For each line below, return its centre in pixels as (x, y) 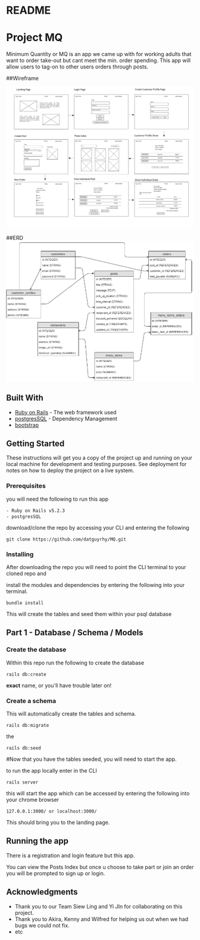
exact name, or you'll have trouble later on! (59, 685)
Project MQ (35, 38)
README (29, 10)
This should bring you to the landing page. (58, 822)
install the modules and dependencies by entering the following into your (96, 585)
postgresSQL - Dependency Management (66, 419)
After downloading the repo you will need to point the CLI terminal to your (96, 567)
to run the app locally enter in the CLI (51, 770)
